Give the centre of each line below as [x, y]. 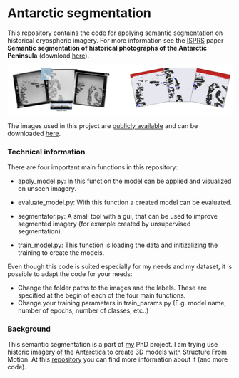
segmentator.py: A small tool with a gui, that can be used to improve [117, 216]
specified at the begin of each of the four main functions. [102, 295]
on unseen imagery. [47, 188]
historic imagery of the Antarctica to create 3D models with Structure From [117, 352]
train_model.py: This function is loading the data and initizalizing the [118, 245]
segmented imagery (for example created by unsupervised [104, 224]
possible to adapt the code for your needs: [70, 274]
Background [29, 329]
